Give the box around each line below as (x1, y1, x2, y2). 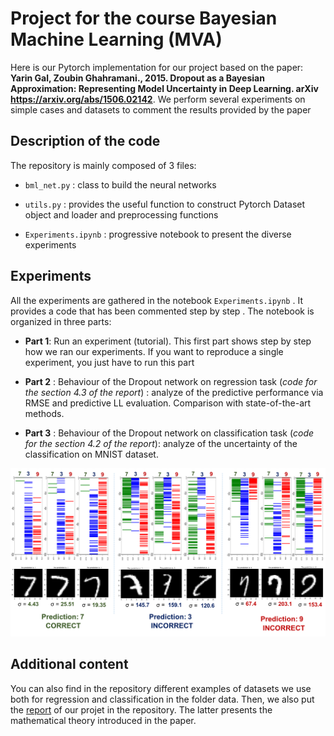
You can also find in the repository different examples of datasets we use (10, 682, 312, 694)
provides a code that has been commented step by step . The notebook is (10, 305, 315, 317)
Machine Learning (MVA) (10, 28, 223, 51)
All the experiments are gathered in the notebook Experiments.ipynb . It (10, 294, 303, 306)
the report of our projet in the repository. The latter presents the (10, 703, 273, 716)
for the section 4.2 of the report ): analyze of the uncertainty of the (24, 437, 298, 449)
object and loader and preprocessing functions (24, 208, 219, 221)
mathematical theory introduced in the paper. (10, 714, 197, 726)
